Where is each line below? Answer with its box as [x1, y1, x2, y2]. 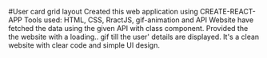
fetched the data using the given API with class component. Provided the [8, 24, 249, 33]
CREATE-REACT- [199, 7, 256, 16]
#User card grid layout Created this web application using [8, 7, 198, 16]
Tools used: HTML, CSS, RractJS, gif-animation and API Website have [23, 15, 254, 25]
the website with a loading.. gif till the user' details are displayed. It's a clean [8, 32, 260, 41]
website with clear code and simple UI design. [8, 41, 160, 50]
